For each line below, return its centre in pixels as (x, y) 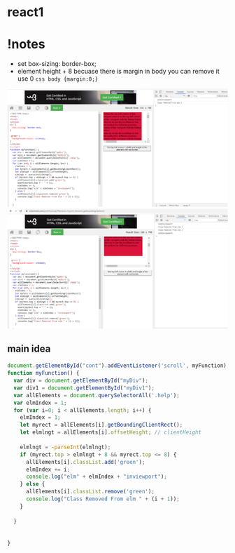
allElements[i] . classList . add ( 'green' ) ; (85, 462)
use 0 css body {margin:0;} (58, 79)
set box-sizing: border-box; (57, 64)
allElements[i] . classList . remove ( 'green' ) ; (90, 492)
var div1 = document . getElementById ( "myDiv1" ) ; (84, 388)
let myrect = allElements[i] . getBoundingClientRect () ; (101, 425)
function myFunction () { (43, 373)
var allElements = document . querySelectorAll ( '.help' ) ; (97, 395)
